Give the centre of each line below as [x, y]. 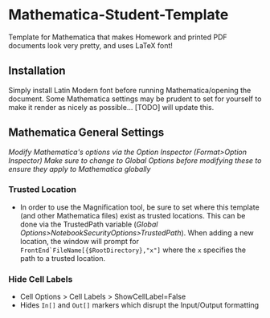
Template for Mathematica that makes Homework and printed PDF [118, 37]
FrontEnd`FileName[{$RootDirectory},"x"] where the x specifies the [133, 250]
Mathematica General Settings [86, 133]
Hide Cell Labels [41, 279]
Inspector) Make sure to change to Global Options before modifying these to [135, 160]
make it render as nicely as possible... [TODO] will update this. [111, 107]
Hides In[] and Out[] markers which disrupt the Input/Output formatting [139, 305]
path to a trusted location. [63, 258]
